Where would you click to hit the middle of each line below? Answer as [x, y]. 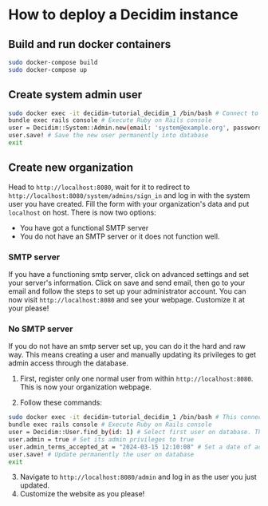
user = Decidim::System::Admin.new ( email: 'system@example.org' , [119, 128]
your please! [29, 308]
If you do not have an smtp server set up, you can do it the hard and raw [127, 346]
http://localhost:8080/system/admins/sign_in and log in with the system [129, 195]
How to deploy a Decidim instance [123, 15]
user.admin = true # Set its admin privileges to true [101, 439]
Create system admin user [75, 95]
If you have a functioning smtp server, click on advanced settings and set [129, 275]
